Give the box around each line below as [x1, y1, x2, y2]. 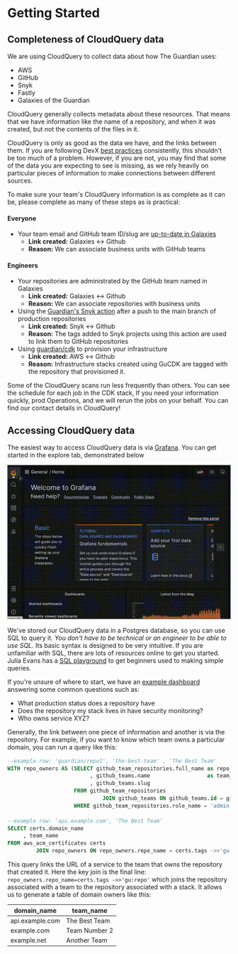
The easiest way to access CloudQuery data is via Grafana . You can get [7, 443, 217, 452]
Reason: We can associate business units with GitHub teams [28, 245, 206, 254]
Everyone [7, 214, 37, 222]
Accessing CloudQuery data [7, 424, 135, 436]
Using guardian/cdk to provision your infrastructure [17, 345, 168, 353]
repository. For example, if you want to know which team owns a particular [7, 735, 225, 744]
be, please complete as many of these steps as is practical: [7, 197, 181, 206]
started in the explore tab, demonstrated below [7, 451, 144, 460]
